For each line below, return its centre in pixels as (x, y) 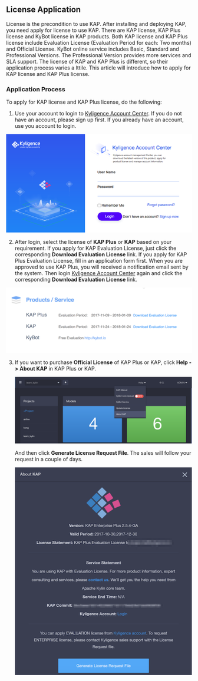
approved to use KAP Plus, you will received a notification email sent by (101, 267)
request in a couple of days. (49, 459)
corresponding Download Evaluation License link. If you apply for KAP (101, 254)
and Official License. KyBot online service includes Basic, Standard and (93, 49)
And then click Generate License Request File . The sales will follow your (103, 453)
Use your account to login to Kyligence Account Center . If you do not (98, 114)
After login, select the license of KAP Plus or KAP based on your (93, 242)
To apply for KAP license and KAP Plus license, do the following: (84, 102)
